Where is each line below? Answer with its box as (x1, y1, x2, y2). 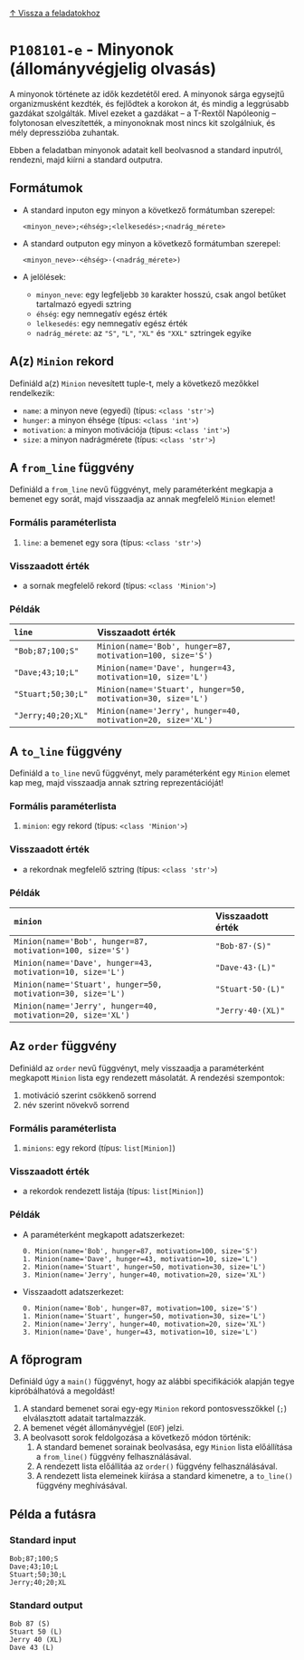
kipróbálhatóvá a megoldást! (9, 1385, 116, 1396)
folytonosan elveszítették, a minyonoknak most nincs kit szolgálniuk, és (9, 117, 276, 128)
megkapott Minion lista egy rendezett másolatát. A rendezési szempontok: (9, 1072, 285, 1083)
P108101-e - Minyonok (9, 40, 175, 60)
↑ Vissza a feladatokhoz (9, 8, 101, 18)
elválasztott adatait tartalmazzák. (22, 1413, 147, 1424)
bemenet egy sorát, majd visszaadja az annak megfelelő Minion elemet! (9, 494, 276, 505)
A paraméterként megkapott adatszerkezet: (22, 1229, 185, 1240)
